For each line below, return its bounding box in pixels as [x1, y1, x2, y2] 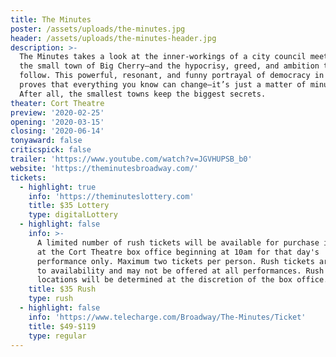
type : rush [28, 294, 74, 304]
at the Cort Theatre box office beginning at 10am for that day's [36, 247, 320, 257]
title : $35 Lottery [28, 201, 110, 211]
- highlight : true [19, 182, 97, 192]
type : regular [28, 331, 87, 341]
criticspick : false [10, 145, 92, 155]
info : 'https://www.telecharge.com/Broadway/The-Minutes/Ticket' [28, 312, 307, 322]
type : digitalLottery [28, 210, 118, 220]
